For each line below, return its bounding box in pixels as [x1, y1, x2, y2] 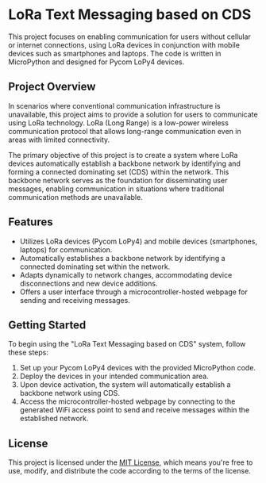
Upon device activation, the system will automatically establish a [19, 380, 231, 389]
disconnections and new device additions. [19, 278, 158, 288]
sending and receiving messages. [19, 295, 131, 305]
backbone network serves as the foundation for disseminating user [8, 175, 228, 185]
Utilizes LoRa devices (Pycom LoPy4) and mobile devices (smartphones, [19, 236, 258, 246]
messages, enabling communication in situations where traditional [8, 184, 225, 194]
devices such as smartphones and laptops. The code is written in [8, 48, 222, 58]
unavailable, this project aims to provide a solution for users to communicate [8, 109, 258, 119]
